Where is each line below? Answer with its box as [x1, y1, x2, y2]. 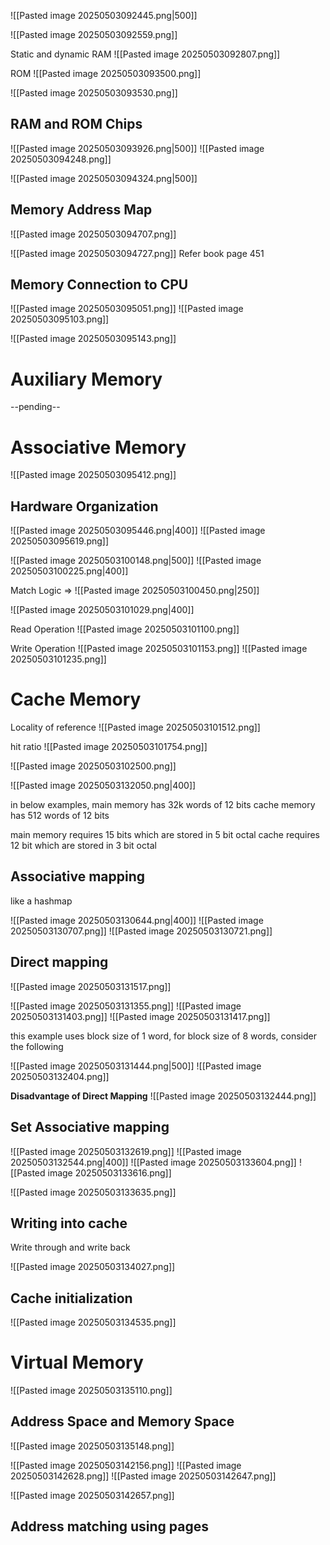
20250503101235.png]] [10, 653, 107, 665]
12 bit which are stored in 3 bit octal [10, 840, 157, 852]
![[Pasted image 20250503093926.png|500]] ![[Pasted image [10, 142, 265, 154]
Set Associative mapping [10, 1119, 170, 1136]
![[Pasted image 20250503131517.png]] [10, 980, 172, 992]
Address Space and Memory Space [10, 1413, 235, 1430]
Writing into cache [10, 1215, 128, 1232]
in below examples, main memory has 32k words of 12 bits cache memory [10, 799, 316, 811]
